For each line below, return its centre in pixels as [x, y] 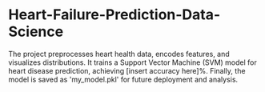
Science [36, 32]
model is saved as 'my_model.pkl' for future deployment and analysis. [123, 79]
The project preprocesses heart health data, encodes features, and [119, 54]
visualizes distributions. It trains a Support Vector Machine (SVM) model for [133, 62]
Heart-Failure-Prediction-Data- [114, 15]
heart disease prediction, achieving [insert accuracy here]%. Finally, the [127, 70]
